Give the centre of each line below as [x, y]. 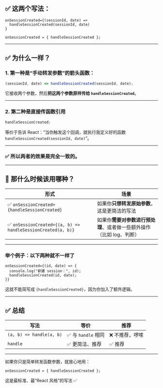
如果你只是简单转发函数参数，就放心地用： [48, 361]
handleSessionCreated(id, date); [43, 275]
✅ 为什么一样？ [28, 58]
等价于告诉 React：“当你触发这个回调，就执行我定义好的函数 [65, 132]
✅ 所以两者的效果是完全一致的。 [42, 156]
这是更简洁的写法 [116, 211]
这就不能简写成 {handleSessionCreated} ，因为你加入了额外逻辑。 [70, 289]
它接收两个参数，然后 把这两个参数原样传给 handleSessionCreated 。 [72, 93]
